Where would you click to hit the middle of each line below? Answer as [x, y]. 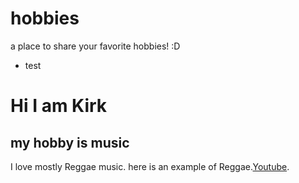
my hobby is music [70, 142]
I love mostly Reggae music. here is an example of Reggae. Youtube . [150, 166]
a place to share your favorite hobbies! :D [95, 46]
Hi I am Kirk [59, 106]
